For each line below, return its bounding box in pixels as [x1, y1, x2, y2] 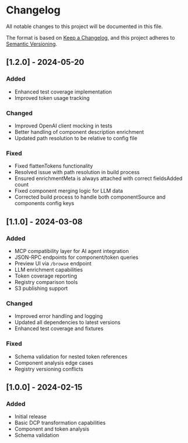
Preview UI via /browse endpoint [14, 259, 92, 267]
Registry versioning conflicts [14, 365, 83, 372]
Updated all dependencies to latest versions [14, 319, 121, 326]
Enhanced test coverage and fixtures [14, 325, 104, 332]
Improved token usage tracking [14, 94, 90, 101]
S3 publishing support [14, 285, 68, 292]
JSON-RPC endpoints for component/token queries [14, 254, 139, 261]
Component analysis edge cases [14, 359, 93, 366]
